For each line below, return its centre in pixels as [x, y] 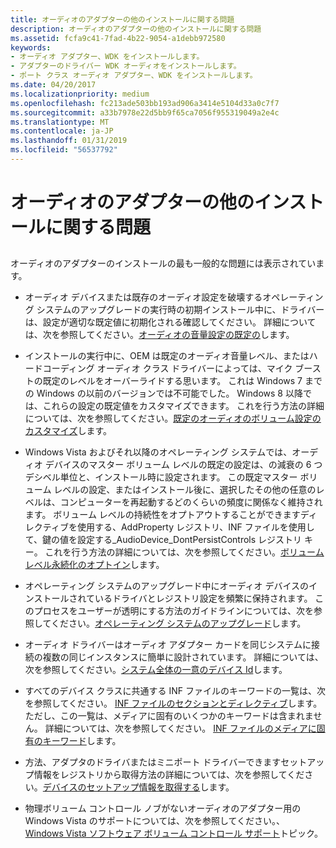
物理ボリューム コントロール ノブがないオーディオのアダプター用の [163, 808]
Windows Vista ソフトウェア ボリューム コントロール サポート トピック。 [173, 833]
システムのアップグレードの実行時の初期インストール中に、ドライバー [180, 310]
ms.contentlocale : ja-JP [62, 131]
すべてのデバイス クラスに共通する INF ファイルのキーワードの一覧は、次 [175, 691]
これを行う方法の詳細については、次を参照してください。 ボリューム [184, 552]
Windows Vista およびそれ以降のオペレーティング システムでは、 [158, 452]
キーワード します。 [82, 741]
